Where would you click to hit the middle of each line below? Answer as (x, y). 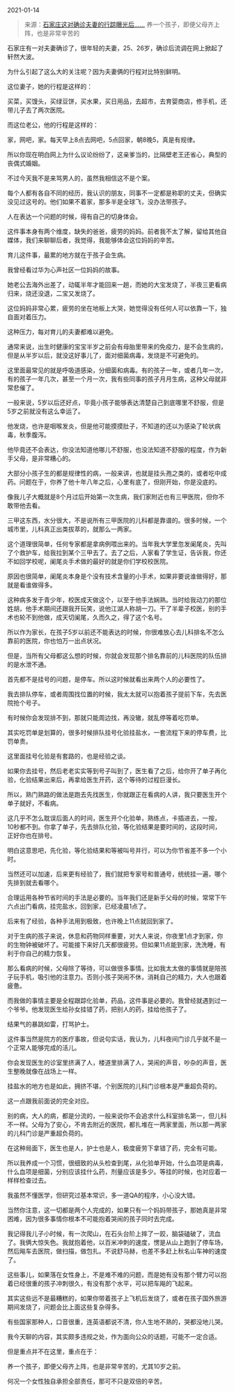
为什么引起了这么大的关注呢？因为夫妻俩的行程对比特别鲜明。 (96, 72)
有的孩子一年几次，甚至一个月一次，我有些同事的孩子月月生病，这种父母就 (114, 379)
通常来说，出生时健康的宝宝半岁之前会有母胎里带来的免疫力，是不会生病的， (117, 346)
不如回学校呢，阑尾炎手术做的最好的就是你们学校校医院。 (89, 561)
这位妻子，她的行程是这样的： (50, 86)
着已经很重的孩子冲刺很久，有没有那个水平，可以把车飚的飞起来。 (102, 1283)
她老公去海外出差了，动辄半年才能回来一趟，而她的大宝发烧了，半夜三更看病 (117, 285)
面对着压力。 (31, 317)
